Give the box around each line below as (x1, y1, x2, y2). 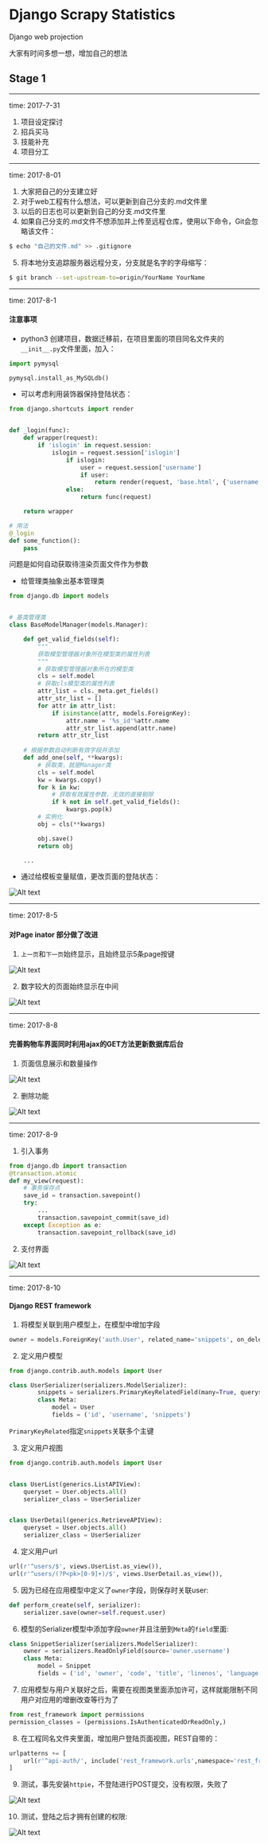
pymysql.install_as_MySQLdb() (9, 374, 110, 382)
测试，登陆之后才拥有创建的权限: (20, 1812, 128, 1822)
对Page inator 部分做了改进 (9, 930, 99, 940)
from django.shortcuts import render (9, 405, 134, 413)
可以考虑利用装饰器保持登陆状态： (20, 389, 133, 399)
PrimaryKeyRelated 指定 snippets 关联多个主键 (9, 1426, 154, 1436)
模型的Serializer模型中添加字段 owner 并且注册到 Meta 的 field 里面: (20, 1624, 229, 1633)
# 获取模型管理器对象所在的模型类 (37, 665, 134, 673)
